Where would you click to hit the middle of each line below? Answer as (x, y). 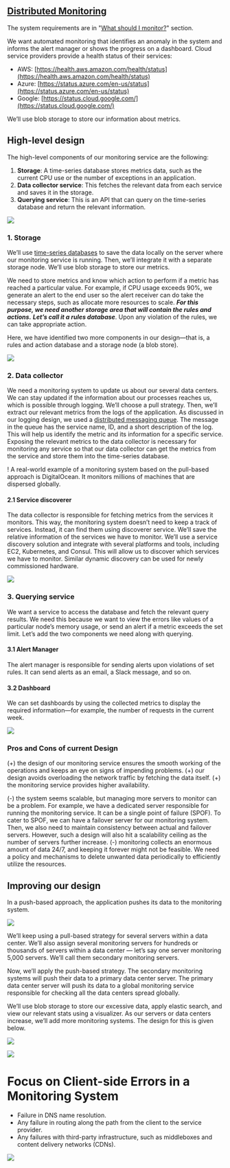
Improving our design (54, 886)
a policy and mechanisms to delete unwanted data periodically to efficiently (114, 857)
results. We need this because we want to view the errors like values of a (111, 619)
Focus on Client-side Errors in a (99, 1082)
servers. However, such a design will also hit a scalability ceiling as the (107, 835)
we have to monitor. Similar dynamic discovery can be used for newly (105, 559)
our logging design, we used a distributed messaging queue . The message (113, 420)
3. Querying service (41, 597)
